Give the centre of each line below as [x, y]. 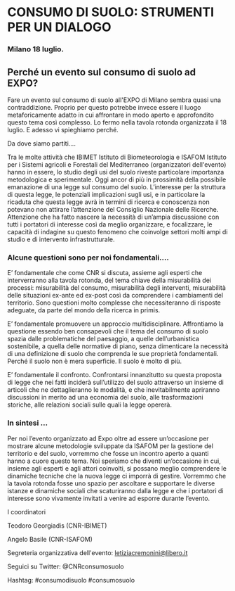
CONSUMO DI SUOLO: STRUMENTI [111, 12]
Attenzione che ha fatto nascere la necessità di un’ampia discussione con [113, 217]
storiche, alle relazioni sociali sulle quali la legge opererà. [89, 405]
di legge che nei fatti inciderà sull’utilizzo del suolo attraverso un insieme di [116, 382]
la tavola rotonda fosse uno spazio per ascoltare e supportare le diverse [111, 483]
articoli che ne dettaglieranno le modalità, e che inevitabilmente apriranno [114, 390]
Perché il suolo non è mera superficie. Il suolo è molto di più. [95, 361]
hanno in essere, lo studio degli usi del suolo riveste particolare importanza [116, 172]
